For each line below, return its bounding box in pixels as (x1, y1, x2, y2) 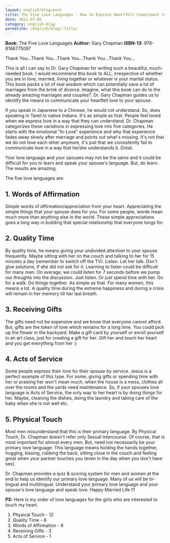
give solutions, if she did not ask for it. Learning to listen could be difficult (5, 264, 158, 270)
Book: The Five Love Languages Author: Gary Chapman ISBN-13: (5, 40, 143, 46)
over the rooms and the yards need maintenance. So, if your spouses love (5, 384, 159, 390)
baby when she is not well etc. (5, 400, 69, 406)
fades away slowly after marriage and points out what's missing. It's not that (5, 134, 164, 140)
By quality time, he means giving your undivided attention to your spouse (5, 247, 158, 254)
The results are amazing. (5, 165, 57, 172)
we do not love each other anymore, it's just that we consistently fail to (5, 140, 153, 146)
